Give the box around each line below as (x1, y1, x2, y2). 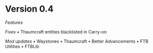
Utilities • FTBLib (5, 43, 39, 49)
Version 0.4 (5, 3, 54, 15)
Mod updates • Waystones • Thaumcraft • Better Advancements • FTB (5, 38, 149, 44)
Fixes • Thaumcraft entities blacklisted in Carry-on (5, 29, 107, 35)
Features (5, 19, 23, 25)
